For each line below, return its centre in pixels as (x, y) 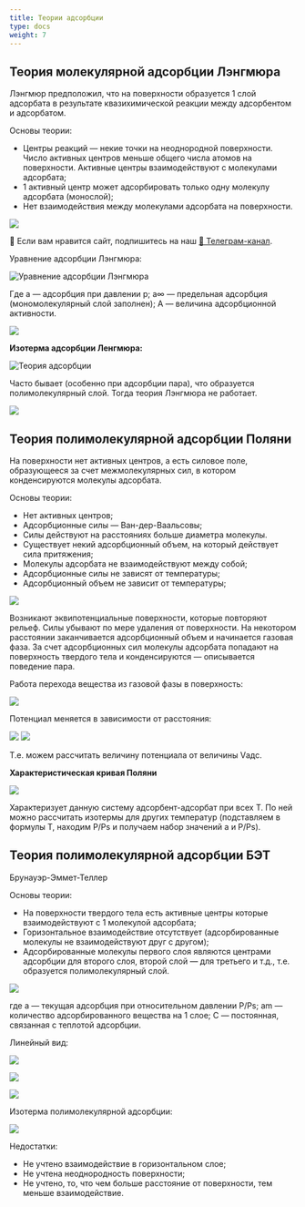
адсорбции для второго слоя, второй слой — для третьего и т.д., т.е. (156, 961)
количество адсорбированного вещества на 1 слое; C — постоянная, (144, 1015)
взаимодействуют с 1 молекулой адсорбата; (109, 922)
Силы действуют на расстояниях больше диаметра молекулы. (145, 535)
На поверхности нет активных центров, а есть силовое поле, (129, 460)
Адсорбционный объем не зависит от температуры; (124, 583)
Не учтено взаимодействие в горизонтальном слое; (124, 1163)
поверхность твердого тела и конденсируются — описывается (132, 656)
